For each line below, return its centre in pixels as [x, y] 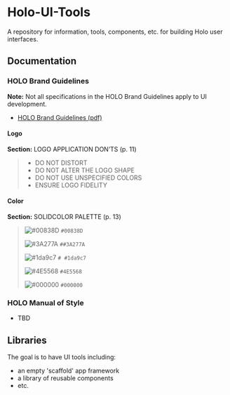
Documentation [42, 61]
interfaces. [23, 39]
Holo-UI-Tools [49, 12]
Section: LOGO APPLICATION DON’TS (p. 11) [72, 149]
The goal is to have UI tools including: [62, 357]
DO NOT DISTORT [61, 163]
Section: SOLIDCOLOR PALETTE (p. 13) [64, 217]
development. [27, 104]
